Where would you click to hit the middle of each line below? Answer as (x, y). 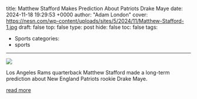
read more (18, 90)
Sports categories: (37, 38)
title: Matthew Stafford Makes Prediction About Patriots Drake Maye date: (94, 8)
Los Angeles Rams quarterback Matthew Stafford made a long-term (88, 72)
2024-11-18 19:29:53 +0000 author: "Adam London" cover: (77, 15)
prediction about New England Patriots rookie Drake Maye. (77, 79)
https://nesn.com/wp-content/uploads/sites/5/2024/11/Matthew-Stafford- (95, 21)
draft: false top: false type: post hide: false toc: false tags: (88, 27)
